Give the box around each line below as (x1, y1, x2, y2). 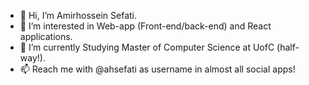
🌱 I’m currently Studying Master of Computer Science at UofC (19, 41, 275, 53)
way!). (19, 52, 46, 64)
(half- (276, 41, 300, 53)
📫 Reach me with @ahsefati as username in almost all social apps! (19, 63, 296, 75)
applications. (19, 31, 73, 42)
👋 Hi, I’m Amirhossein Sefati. (19, 10, 137, 21)
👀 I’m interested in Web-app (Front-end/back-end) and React (19, 20, 272, 32)
